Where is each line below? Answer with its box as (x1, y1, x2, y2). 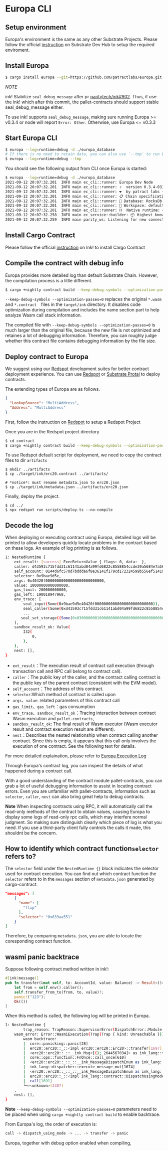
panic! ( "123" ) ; (14, 994, 46, 1000)
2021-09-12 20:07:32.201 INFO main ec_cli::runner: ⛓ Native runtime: (5, 208, 160, 213)
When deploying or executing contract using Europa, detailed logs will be (5, 535, 156, 541)
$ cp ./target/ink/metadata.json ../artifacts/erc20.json (5, 484, 128, 489)
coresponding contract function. (5, 938, 72, 944)
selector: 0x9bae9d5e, (14, 573, 61, 578)
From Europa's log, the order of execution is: (5, 1121, 97, 1127)
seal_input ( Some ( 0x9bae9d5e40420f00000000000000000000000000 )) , (23, 601, 160, 606)
